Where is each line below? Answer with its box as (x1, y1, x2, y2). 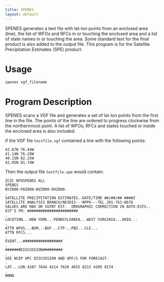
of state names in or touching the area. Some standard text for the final (5, 35, 149, 42)
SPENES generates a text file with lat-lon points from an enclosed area (5, 25, 148, 31)
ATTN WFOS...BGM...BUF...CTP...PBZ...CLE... (5, 226, 98, 231)
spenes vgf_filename (5, 80, 48, 85)
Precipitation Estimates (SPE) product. (5, 46, 83, 52)
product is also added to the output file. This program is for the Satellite (5, 41, 150, 47)
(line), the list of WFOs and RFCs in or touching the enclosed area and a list (5, 31, 158, 36)
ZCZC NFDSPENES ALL (5, 178, 45, 183)
